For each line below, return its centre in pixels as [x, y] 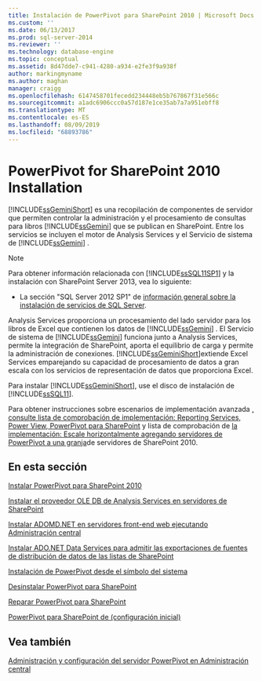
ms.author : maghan [38, 81]
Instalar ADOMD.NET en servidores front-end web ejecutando [108, 524]
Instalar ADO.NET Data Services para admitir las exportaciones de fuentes [128, 548]
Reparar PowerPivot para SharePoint [67, 602]
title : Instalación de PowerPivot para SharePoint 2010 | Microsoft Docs [131, 15]
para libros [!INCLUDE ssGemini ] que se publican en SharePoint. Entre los [126, 226]
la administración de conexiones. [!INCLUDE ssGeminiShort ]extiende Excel [128, 353]
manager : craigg [35, 88]
